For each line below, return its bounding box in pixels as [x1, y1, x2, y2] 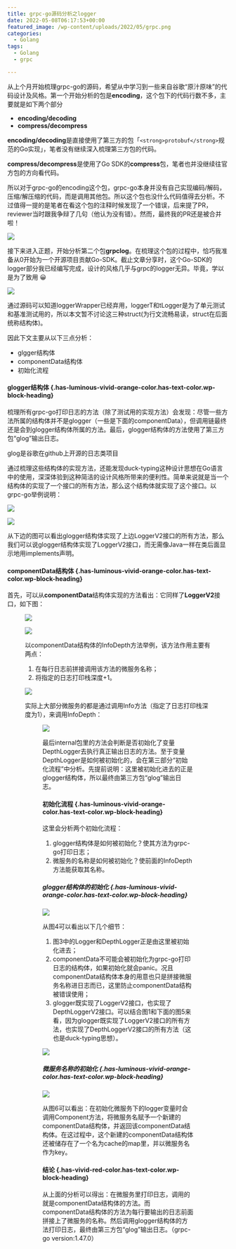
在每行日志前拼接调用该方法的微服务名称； [34, 665, 159, 673]
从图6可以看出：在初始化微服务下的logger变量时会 [42, 1104, 188, 1113]
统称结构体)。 [7, 318, 47, 327]
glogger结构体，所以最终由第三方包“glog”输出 [42, 773, 176, 782]
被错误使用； [52, 990, 90, 998]
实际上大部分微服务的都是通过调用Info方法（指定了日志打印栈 [25, 702, 202, 710]
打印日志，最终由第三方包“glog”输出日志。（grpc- [48, 1225, 191, 1234]
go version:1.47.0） [42, 1234, 98, 1242]
